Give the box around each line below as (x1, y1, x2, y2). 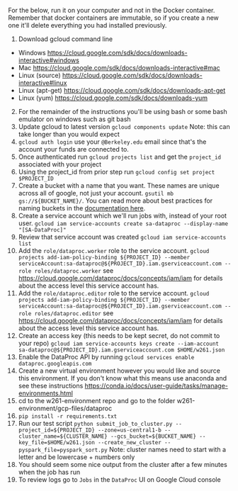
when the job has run (18, 468, 81, 476)
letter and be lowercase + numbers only (18, 453, 135, 461)
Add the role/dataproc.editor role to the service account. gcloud (18, 289, 210, 297)
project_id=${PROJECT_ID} (18, 427, 95, 434)
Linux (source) (18, 71, 61, 79)
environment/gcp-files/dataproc (18, 404, 113, 412)
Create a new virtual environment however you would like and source (18, 366, 220, 375)
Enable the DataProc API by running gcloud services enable (18, 353, 195, 361)
